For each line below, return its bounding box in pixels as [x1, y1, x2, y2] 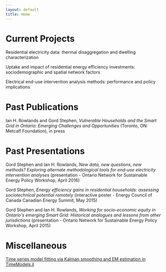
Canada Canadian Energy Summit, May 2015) [5, 198, 98, 204]
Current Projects [5, 33, 75, 44]
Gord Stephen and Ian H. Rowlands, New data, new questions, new [5, 162, 142, 168]
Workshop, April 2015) [5, 223, 51, 229]
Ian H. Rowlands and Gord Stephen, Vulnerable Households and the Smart [5, 118, 157, 124]
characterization [5, 55, 39, 61]
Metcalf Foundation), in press [5, 128, 66, 134]
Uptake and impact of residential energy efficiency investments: [5, 64, 135, 70]
